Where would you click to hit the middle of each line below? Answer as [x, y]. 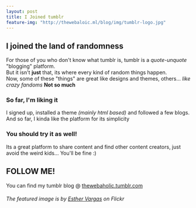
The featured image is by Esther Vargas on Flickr [65, 199]
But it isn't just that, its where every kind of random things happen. [87, 72]
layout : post [22, 11]
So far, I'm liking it [32, 100]
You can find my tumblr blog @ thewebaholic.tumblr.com [75, 185]
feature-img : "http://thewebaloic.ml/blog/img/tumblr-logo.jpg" [86, 22]
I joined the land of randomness [65, 46]
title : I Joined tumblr [35, 17]
